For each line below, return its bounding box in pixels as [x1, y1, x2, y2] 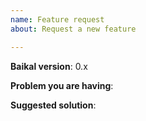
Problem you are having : [10, 79, 114, 91]
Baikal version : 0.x [10, 60, 88, 72]
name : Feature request [10, 14, 105, 25]
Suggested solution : [10, 99, 97, 111]
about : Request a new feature [10, 24, 137, 34]
